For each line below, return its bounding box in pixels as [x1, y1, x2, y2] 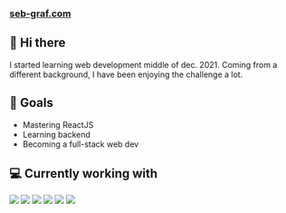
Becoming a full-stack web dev [22, 139, 139, 150]
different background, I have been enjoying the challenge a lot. [9, 69, 243, 80]
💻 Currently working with [9, 166, 158, 181]
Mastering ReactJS [22, 119, 94, 130]
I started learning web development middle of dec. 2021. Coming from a [9, 59, 278, 70]
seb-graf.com [9, 7, 71, 20]
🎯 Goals [9, 95, 54, 111]
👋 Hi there [9, 35, 66, 51]
